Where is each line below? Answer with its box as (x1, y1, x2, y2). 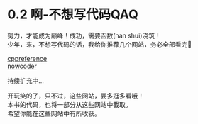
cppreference (7, 54, 48, 62)
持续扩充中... (7, 76, 45, 85)
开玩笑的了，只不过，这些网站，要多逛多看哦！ (7, 91, 144, 100)
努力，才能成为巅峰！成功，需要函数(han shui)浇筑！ (7, 31, 161, 40)
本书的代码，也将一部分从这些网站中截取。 (7, 100, 132, 108)
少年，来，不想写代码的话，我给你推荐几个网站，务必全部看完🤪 (7, 40, 192, 48)
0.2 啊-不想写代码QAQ (7, 6, 138, 23)
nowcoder (7, 62, 38, 70)
